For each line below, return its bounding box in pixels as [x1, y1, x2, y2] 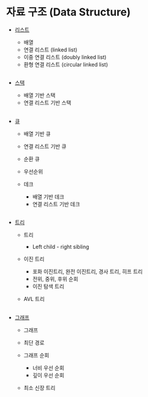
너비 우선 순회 [32, 364, 65, 371]
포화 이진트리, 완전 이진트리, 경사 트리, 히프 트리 [32, 268, 143, 276]
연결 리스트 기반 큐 [23, 143, 67, 150]
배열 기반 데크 [32, 193, 65, 200]
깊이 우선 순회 [32, 372, 65, 379]
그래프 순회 [23, 351, 49, 358]
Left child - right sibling [32, 244, 89, 251]
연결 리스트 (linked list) [23, 46, 78, 53]
